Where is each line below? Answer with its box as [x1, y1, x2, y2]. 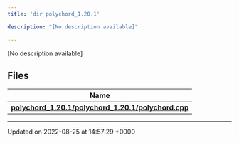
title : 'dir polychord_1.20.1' [7, 10, 100, 18]
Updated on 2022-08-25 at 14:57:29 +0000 [7, 127, 135, 136]
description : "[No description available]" [7, 23, 139, 31]
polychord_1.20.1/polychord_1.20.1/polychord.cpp [11, 102, 189, 112]
